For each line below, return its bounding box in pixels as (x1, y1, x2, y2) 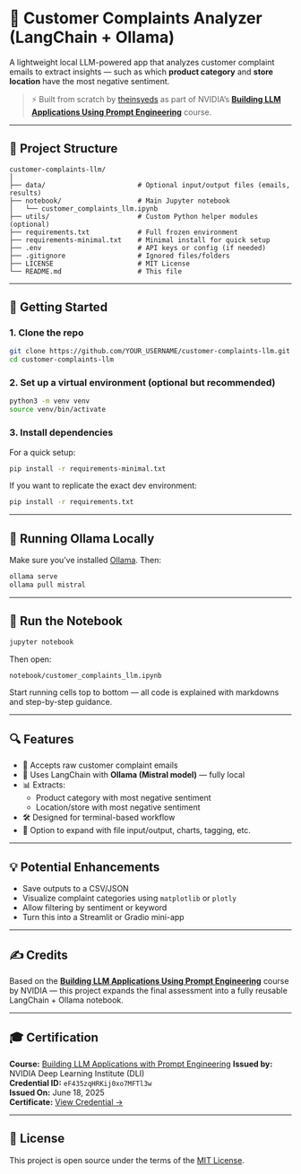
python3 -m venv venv (9, 396, 90, 406)
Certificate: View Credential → (9, 1096, 124, 1107)
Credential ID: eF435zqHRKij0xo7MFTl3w (9, 1077, 152, 1088)
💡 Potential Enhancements (9, 859, 160, 874)
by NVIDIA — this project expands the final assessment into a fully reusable (9, 985, 288, 996)
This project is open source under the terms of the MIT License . (9, 1154, 245, 1165)
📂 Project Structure (9, 141, 118, 156)
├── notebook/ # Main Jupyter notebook (9, 196, 230, 205)
